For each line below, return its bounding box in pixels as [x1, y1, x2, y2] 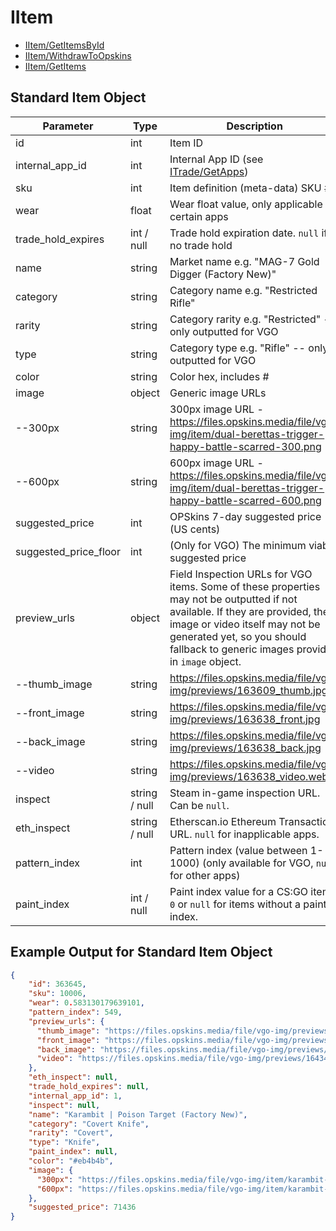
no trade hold [169, 238, 233, 252]
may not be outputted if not [169, 592, 298, 606]
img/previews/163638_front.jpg [169, 712, 321, 726]
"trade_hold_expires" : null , [28, 1082, 150, 1092]
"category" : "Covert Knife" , [28, 1119, 150, 1129]
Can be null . [169, 798, 230, 812]
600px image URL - [169, 456, 264, 470]
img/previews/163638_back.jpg [169, 741, 322, 755]
